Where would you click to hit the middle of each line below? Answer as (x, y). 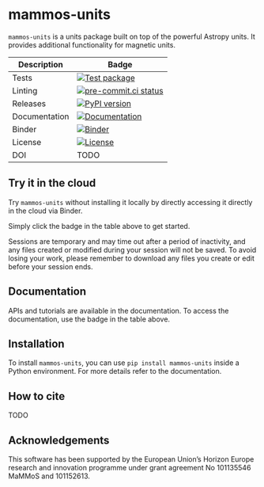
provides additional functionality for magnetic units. (92, 44)
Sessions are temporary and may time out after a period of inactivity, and (127, 241)
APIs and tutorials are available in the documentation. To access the (119, 310)
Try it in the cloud (52, 183)
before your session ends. (51, 266)
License (27, 142)
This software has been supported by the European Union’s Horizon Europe (131, 459)
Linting (25, 90)
